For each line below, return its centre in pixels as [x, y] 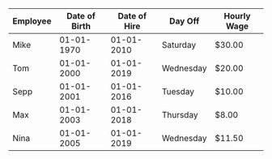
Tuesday [178, 91]
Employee [32, 21]
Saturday [179, 45]
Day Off [185, 21]
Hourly [237, 16]
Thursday [180, 115]
